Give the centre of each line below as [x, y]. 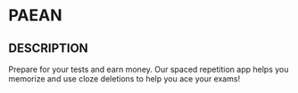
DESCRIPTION [48, 48]
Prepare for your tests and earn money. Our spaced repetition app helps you [149, 69]
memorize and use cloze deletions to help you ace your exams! [124, 79]
